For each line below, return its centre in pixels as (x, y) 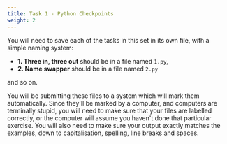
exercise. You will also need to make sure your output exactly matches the (114, 125)
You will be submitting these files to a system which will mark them (103, 96)
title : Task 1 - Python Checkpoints (60, 14)
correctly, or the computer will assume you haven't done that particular (109, 118)
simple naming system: (41, 48)
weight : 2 (22, 20)
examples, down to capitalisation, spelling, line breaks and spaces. (103, 133)
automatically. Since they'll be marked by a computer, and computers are (112, 103)
